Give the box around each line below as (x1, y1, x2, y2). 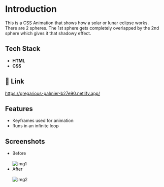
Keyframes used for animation (12, 117, 74, 124)
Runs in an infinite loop (12, 123, 59, 129)
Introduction (5, 3, 57, 15)
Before (12, 150, 26, 156)
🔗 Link (5, 77, 25, 86)
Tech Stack (5, 44, 40, 53)
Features (5, 105, 33, 113)
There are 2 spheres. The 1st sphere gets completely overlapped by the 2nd (5, 25, 159, 31)
